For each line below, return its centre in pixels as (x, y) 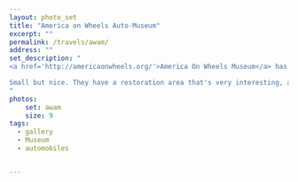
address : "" (31, 50)
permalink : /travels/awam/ (59, 42)
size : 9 (39, 116)
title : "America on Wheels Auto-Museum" (85, 26)
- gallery (35, 132)
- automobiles (43, 148)
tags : (19, 124)
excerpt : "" (31, 34)
